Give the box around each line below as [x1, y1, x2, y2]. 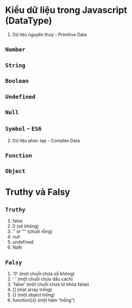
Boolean [5, 77, 29, 85]
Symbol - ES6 [5, 124, 42, 133]
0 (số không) [12, 223, 39, 229]
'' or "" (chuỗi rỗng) [12, 228, 53, 234]
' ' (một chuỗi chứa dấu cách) [12, 276, 73, 282]
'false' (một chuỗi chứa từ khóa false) [12, 281, 90, 288]
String [5, 62, 26, 69]
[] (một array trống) [12, 287, 52, 293]
